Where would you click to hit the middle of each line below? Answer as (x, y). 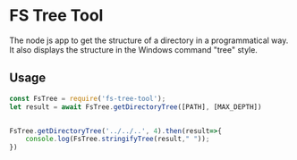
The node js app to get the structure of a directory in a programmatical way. (149, 40)
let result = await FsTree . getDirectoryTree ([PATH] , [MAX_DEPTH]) (136, 107)
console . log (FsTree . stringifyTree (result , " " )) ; (118, 139)
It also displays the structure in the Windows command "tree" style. (133, 49)
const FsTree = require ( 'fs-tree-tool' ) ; (88, 98)
